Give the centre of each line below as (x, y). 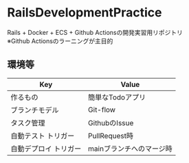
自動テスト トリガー (43, 136)
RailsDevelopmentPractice (85, 13)
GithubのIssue (111, 123)
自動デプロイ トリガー (46, 149)
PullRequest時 (111, 136)
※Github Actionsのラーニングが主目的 (60, 41)
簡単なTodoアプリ (117, 97)
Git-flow (102, 110)
